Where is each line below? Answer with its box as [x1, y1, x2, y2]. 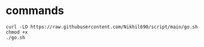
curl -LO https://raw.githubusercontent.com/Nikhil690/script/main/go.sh [6, 24, 198, 30]
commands [6, 4, 64, 18]
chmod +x [6, 29, 28, 35]
